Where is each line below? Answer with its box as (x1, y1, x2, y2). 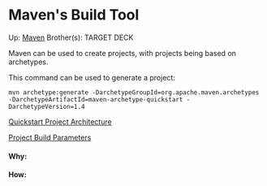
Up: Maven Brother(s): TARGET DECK (8, 32, 134, 42)
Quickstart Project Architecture (8, 116, 112, 127)
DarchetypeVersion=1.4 (8, 102, 85, 110)
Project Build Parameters (8, 132, 92, 142)
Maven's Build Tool (8, 6, 140, 24)
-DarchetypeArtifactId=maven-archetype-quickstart (8, 95, 183, 103)
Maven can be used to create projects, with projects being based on (8, 48, 237, 58)
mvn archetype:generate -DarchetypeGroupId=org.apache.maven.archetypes (8, 88, 260, 97)
